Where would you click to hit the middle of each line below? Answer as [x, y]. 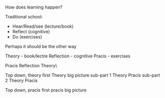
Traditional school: [24, 17]
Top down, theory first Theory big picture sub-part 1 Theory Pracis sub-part [82, 75]
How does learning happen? [34, 7]
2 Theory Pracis [22, 80]
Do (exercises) [27, 37]
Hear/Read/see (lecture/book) [43, 26]
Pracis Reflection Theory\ [31, 66]
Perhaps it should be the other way [41, 46]
